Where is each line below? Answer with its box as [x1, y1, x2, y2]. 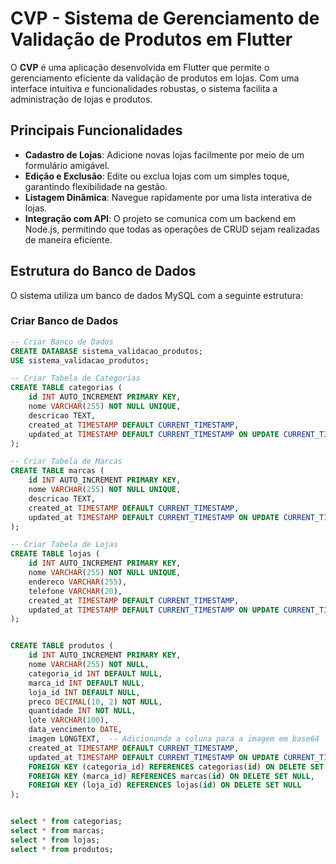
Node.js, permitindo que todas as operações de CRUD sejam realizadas [24, 223, 320, 235]
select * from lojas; [10, 835, 101, 845]
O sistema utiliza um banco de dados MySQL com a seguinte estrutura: [10, 289, 303, 301]
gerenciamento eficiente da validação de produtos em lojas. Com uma [10, 72, 300, 84]
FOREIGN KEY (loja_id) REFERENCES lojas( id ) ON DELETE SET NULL [28, 780, 302, 791]
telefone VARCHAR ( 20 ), [28, 586, 123, 596]
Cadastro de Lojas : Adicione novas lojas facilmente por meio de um [24, 148, 305, 161]
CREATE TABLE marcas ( [10, 466, 105, 476]
